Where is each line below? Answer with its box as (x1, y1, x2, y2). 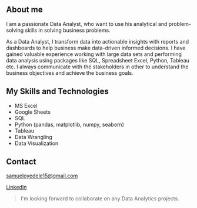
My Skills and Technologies (6, 87, 109, 97)
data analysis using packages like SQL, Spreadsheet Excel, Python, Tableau (6, 57, 190, 64)
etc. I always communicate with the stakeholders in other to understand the (6, 63, 189, 70)
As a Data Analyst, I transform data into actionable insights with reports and (6, 38, 189, 45)
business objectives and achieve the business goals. (6, 69, 133, 76)
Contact (6, 157, 36, 167)
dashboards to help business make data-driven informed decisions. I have (6, 44, 186, 51)
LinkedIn (6, 184, 27, 191)
